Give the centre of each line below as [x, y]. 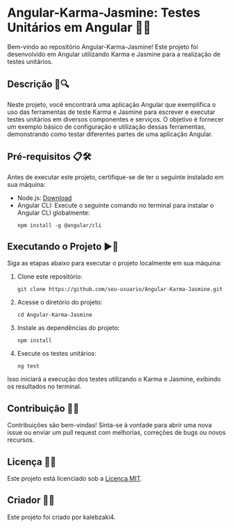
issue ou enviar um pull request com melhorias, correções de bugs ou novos [116, 433]
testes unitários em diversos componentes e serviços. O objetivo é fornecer [115, 119]
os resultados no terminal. [44, 386]
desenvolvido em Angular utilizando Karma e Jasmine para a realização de [114, 54]
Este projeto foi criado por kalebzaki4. [61, 517]
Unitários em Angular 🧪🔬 [79, 27]
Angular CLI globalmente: [53, 213]
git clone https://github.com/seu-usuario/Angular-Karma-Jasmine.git [120, 290]
